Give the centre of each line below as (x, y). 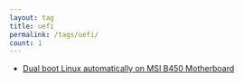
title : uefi (32, 26)
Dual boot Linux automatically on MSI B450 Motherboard (128, 69)
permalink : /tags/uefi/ (54, 34)
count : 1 (26, 43)
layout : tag (32, 18)
